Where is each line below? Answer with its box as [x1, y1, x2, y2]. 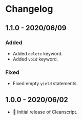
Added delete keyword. [12, 50, 63, 56]
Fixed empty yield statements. [12, 81, 78, 87]
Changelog [5, 3, 53, 15]
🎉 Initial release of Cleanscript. [12, 109, 78, 115]
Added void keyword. [12, 56, 58, 62]
